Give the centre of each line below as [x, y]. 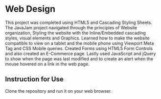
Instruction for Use [34, 79]
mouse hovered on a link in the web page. [47, 64]
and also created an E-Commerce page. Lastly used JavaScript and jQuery [80, 53]
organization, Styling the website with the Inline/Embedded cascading [75, 33]
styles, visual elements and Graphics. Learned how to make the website [78, 38]
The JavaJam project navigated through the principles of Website [71, 27]
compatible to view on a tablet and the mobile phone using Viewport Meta [80, 43]
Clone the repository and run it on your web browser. [58, 91]
